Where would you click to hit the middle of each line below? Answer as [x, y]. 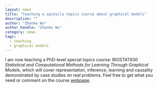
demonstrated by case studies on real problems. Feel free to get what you [79, 75]
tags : [10, 37]
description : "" [21, 18]
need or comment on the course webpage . [48, 80]
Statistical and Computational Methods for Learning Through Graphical [77, 65]
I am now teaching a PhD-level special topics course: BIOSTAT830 [71, 59]
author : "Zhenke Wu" [26, 23]
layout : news [18, 9]
